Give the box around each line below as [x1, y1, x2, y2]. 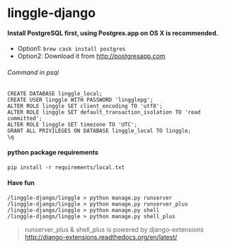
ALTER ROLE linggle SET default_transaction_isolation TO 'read [7, 108, 201, 116]
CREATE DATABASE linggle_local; [7, 90, 103, 97]
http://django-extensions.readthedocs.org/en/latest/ [24, 233, 178, 241]
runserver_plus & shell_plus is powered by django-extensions [24, 225, 204, 234]
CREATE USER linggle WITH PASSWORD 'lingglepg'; [7, 96, 154, 103]
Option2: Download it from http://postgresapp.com [17, 52, 166, 61]
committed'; [7, 114, 42, 122]
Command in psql [7, 68, 59, 76]
